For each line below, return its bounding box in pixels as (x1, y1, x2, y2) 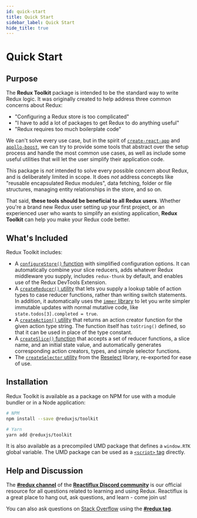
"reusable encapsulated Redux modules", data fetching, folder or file (6, 180, 172, 187)
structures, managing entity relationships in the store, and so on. (6, 186, 163, 193)
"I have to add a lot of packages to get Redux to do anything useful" (14, 119, 179, 126)
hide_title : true (6, 25, 49, 31)
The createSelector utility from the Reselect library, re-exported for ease (14, 354, 192, 361)
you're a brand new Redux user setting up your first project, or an (6, 203, 165, 210)
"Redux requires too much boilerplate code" (14, 126, 122, 133)
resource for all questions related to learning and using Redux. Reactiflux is (6, 487, 188, 494)
